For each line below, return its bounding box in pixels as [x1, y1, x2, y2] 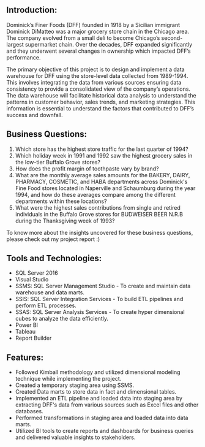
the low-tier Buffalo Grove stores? [15, 158, 101, 166]
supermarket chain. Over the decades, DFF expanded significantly [24, 40, 193, 48]
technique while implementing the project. [15, 375, 122, 383]
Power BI [15, 321, 39, 329]
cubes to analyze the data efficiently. [15, 315, 109, 323]
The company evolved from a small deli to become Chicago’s [6, 34, 160, 42]
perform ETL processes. [15, 302, 76, 309]
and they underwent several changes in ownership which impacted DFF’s [6, 47, 191, 55]
